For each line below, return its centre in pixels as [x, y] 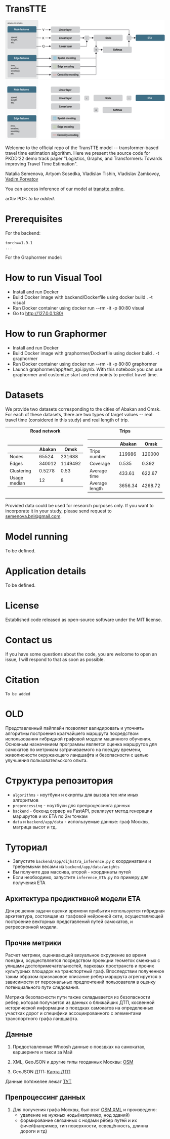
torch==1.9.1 [19, 243]
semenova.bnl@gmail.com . [34, 516]
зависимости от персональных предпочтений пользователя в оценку [80, 982]
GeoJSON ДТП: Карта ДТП [41, 1071]
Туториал [27, 847]
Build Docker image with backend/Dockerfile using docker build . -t [82, 297]
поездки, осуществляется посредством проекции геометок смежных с [83, 960]
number [98, 457]
